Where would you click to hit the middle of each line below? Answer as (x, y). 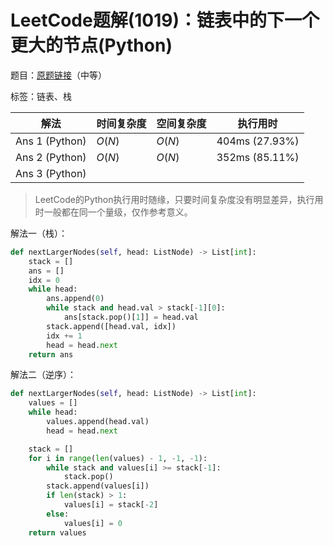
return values (57, 532)
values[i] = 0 (93, 523)
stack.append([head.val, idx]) (111, 326)
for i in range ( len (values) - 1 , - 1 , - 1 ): (118, 458)
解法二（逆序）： (43, 375)
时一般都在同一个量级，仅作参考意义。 (113, 212)
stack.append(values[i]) (98, 486)
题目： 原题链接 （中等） (58, 75)
